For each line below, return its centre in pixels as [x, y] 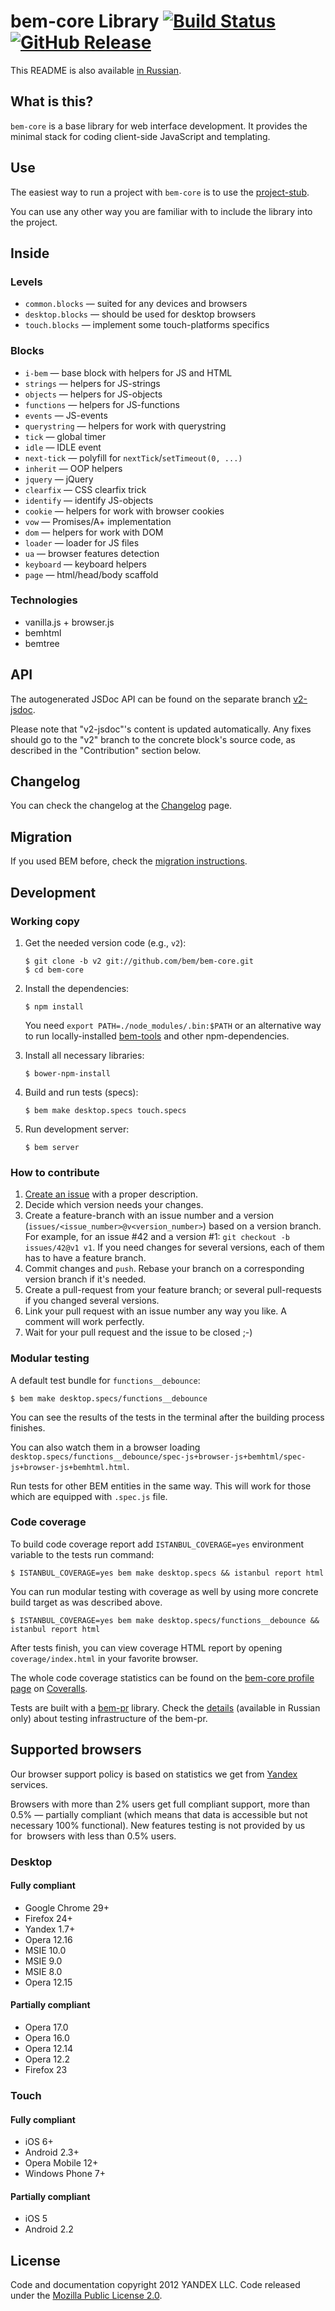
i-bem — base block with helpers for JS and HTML [128, 372]
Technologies [44, 600]
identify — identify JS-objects [89, 500]
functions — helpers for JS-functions [102, 404]
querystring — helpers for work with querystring [125, 426]
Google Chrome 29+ [67, 1907]
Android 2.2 [49, 2229]
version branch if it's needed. [85, 1279]
